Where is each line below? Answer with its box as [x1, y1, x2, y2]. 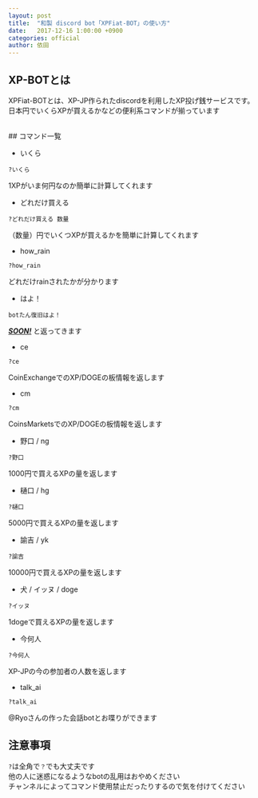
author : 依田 [8, 42, 50, 50]
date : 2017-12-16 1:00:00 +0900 [8, 26, 124, 34]
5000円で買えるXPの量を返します [8, 517, 119, 528]
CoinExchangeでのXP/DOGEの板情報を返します [8, 373, 165, 382]
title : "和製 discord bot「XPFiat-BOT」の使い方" [8, 19, 171, 27]
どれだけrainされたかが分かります [8, 277, 119, 286]
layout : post [8, 11, 52, 20]
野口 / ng [19, 436, 50, 445]
